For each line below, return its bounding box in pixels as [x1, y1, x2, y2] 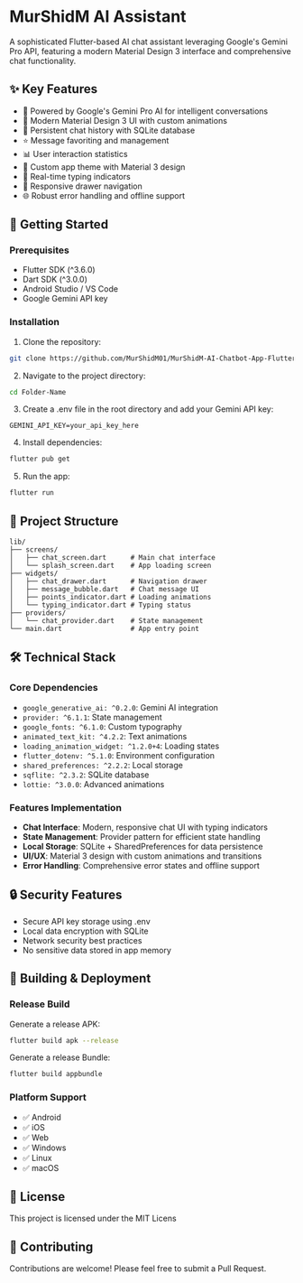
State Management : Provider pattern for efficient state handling [22, 832, 261, 842]
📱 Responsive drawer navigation [22, 181, 142, 191]
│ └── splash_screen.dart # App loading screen [9, 562, 212, 571]
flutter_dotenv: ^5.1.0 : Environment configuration [22, 749, 215, 760]
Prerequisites [9, 244, 69, 256]
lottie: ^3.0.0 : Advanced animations [22, 778, 165, 789]
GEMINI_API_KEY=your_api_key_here [9, 422, 140, 431]
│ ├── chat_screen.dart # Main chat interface [9, 553, 216, 562]
